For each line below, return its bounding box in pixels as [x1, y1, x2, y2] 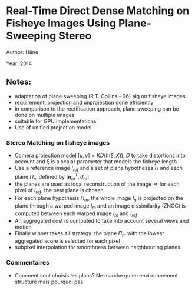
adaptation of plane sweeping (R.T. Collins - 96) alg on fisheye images [14, 92, 186, 99]
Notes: [6, 77, 31, 87]
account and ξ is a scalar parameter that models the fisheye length [14, 158, 177, 165]
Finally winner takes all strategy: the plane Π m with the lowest [14, 230, 164, 239]
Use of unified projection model [14, 123, 92, 131]
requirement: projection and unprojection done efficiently [14, 99, 154, 106]
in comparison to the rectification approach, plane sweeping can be [14, 105, 179, 112]
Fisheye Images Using [6, 16, 117, 30]
